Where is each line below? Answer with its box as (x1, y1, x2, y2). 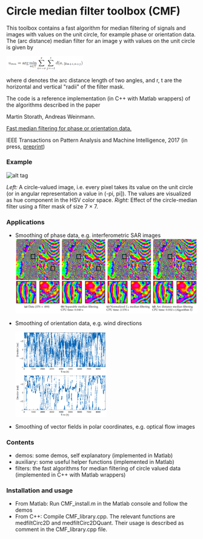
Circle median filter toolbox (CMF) (6, 4, 181, 18)
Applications (6, 218, 45, 226)
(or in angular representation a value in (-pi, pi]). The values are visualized (6, 190, 191, 197)
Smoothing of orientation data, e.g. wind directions (15, 320, 142, 327)
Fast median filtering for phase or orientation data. (6, 124, 132, 132)
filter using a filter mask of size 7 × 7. (6, 203, 98, 210)
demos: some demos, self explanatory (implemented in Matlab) (15, 452, 173, 459)
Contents (6, 438, 35, 446)
